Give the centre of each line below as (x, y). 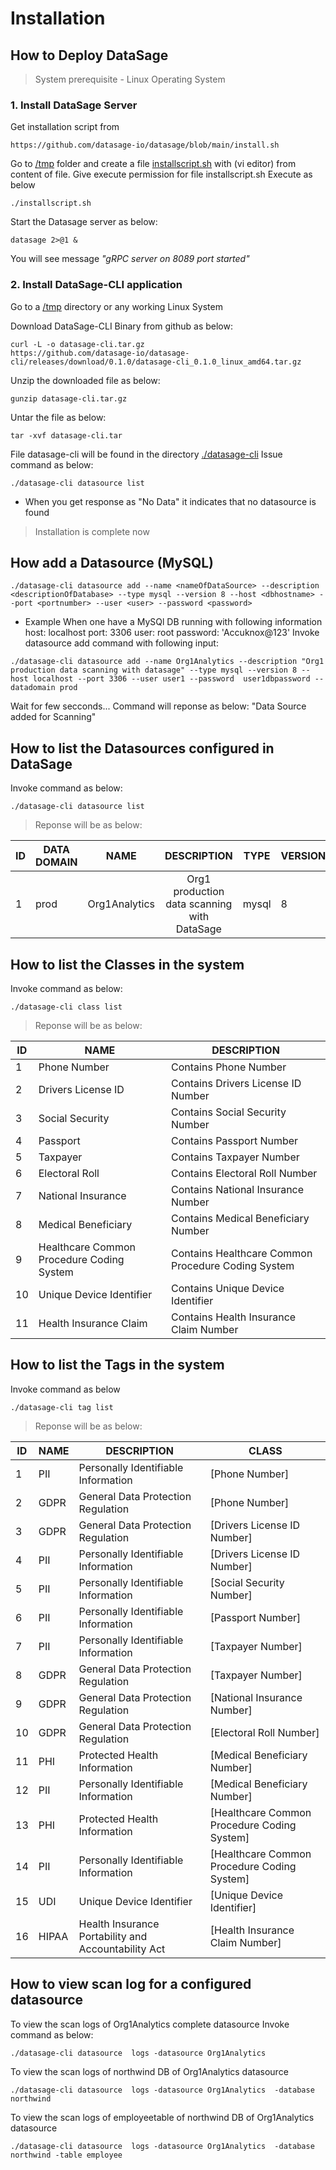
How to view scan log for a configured (131, 1984)
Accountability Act (122, 1949)
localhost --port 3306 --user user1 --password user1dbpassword (171, 679)
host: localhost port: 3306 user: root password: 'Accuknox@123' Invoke (172, 633)
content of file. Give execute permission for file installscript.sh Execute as (161, 174)
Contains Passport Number (235, 1141)
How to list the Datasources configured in (142, 748)
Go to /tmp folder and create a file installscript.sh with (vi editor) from (153, 164)
